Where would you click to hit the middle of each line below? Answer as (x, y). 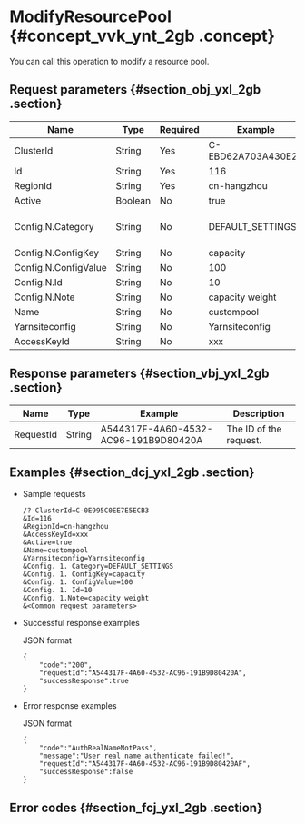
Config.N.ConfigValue (60, 267)
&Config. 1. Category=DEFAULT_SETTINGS (98, 566)
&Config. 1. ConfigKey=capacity (84, 574)
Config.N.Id (39, 282)
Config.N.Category (54, 226)
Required (179, 129)
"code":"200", (66, 665)
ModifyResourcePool (91, 17)
